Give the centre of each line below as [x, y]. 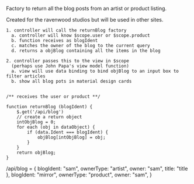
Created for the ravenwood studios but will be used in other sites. [85, 20]
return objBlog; [37, 153]
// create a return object [49, 117]
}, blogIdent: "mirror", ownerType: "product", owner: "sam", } [79, 175]
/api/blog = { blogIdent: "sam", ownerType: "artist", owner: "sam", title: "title [97, 169]
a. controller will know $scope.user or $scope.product [81, 36]
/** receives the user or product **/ [53, 97]
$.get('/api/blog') [40, 112]
